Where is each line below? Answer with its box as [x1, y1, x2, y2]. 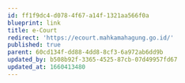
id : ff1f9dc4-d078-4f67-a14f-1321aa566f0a [7, 11, 149, 20]
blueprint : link [7, 19, 61, 27]
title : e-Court [7, 26, 58, 34]
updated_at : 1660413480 [7, 63, 86, 71]
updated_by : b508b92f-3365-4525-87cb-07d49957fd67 [7, 56, 178, 64]
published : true [7, 41, 61, 49]
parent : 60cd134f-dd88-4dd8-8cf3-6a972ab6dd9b [7, 48, 164, 56]
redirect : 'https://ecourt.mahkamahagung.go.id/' [7, 33, 175, 42]
